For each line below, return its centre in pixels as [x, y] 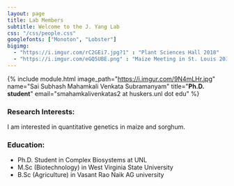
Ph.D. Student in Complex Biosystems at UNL [82, 160]
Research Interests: [41, 111]
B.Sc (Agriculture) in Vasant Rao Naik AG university [91, 175]
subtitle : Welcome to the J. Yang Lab [63, 26]
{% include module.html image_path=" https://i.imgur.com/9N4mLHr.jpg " [111, 79]
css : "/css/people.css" [42, 33]
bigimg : [18, 46]
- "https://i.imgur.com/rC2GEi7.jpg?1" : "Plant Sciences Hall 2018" [116, 53]
